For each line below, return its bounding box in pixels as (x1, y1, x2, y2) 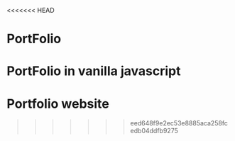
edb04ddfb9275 (130, 127, 178, 135)
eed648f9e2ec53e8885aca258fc (130, 119, 229, 128)
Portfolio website (6, 96, 109, 112)
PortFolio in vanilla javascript (6, 63, 181, 79)
